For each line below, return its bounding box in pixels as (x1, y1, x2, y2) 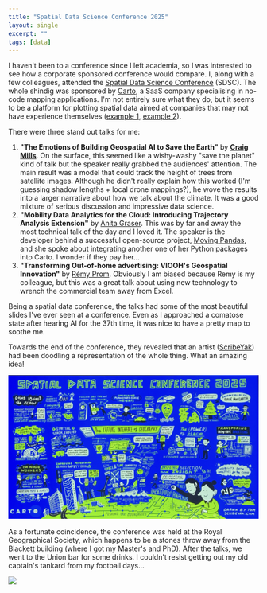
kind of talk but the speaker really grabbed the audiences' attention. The (19, 159, 257, 169)
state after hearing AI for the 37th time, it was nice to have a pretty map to (8, 318, 250, 328)
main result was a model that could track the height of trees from (19, 168, 233, 178)
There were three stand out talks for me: (8, 127, 141, 137)
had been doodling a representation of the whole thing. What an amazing (8, 351, 248, 361)
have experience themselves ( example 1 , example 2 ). (8, 111, 182, 121)
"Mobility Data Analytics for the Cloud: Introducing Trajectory (19, 210, 229, 220)
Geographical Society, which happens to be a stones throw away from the (8, 535, 250, 544)
